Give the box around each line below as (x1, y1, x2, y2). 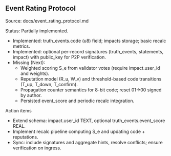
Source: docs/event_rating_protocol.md (5, 17, 89, 24)
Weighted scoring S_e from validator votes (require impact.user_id (20, 65, 160, 71)
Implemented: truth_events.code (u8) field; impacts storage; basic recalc (12, 37, 166, 44)
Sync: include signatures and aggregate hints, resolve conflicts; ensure (12, 139, 163, 145)
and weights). (20, 70, 50, 76)
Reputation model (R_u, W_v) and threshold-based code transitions (20, 75, 162, 82)
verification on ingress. (12, 145, 61, 151)
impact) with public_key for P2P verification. (12, 54, 106, 60)
